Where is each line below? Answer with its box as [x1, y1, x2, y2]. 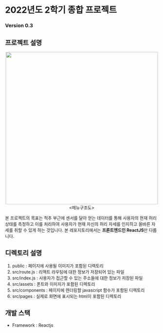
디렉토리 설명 [5, 249, 42, 257]
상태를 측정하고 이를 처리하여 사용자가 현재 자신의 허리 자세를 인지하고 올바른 [5, 221, 151, 227]
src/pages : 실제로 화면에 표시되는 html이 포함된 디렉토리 [12, 293, 122, 299]
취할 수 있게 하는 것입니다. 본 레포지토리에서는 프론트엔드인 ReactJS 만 [14, 227, 148, 233]
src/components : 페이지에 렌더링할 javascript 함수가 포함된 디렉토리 [12, 287, 145, 293]
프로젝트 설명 [5, 39, 42, 47]
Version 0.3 [5, 22, 33, 29]
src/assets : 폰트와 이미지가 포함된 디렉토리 [12, 281, 95, 287]
